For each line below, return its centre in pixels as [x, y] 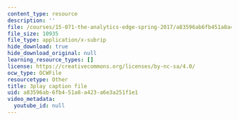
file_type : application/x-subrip [57, 40]
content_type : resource [43, 14]
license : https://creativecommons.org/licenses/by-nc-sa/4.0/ [101, 66]
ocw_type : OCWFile [34, 73]
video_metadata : [31, 100]
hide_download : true [38, 47]
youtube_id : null [39, 106]
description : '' [31, 20]
